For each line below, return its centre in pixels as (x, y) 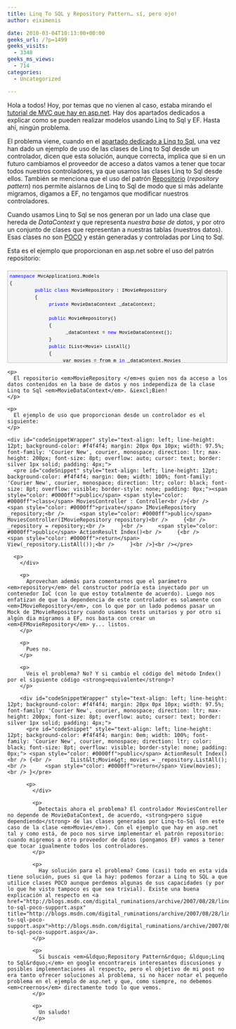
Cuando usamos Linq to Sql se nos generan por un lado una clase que (109, 215)
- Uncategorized (37, 79)
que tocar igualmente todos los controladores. (78, 846)
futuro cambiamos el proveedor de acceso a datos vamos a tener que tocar (117, 163)
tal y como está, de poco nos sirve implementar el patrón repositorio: (116, 833)
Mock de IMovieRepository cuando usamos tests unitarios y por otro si (114, 612)
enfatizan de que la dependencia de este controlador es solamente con (114, 600)
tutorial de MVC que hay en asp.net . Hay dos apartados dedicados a (106, 113)
